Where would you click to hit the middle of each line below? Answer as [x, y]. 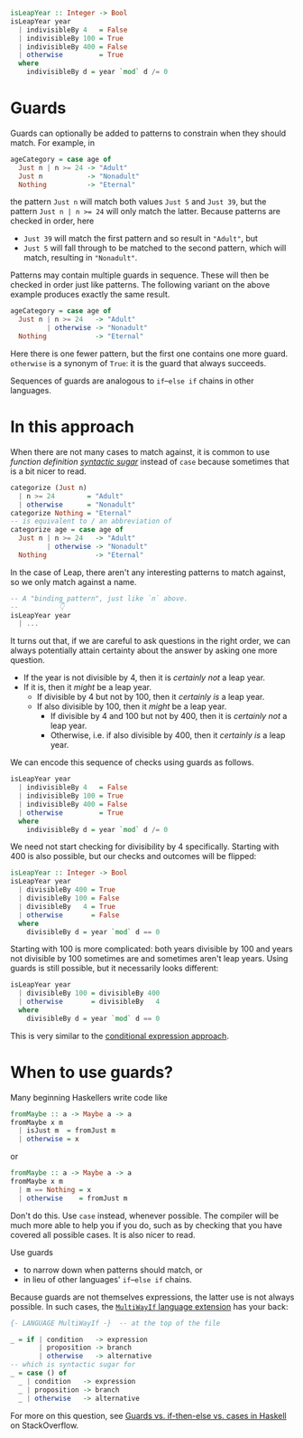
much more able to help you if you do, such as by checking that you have [147, 1225]
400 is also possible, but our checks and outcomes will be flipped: [133, 856]
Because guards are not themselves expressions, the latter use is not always [152, 1297]
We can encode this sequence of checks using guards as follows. [133, 762]
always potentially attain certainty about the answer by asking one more [144, 650]
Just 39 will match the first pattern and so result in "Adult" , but [140, 239]
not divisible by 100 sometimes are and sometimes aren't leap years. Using [149, 959]
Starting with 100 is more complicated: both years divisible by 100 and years [151, 949]
